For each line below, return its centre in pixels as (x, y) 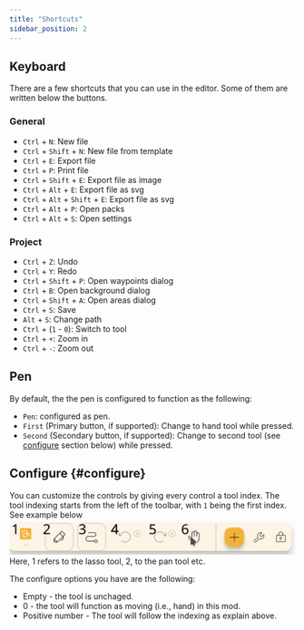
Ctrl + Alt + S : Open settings (77, 218)
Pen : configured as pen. (66, 416)
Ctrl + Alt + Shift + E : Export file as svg (98, 199)
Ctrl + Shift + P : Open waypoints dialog (98, 280)
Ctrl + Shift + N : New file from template (98, 150)
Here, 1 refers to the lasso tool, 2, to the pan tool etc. (108, 561)
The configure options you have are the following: (103, 579)
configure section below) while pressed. (98, 445)
